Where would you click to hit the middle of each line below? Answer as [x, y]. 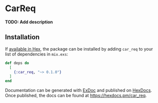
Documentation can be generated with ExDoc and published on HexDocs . [79, 90]
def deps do [17, 63]
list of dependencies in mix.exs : [37, 54]
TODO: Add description [29, 22]
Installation [22, 37]
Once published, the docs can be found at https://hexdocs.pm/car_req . [76, 96]
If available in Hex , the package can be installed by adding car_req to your [79, 49]
